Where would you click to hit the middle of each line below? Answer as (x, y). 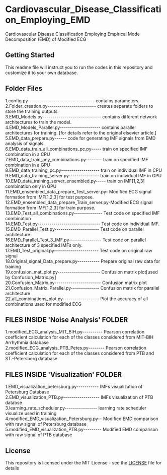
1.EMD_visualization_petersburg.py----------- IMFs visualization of (74, 387)
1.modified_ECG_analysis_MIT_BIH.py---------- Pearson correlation (75, 332)
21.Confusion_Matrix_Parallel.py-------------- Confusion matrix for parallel (82, 288)
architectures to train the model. (38, 122)
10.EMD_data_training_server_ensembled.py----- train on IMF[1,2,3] (75, 181)
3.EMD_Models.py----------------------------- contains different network (81, 116)
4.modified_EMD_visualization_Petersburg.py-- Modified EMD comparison (82, 419)
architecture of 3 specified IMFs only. (44, 245)
